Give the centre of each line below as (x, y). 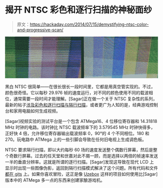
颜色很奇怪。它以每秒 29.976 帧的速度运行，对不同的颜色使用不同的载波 (77, 92)
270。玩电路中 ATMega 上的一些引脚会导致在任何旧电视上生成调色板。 (76, 139)
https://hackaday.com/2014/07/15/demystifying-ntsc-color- (89, 24)
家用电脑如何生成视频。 (37, 111)
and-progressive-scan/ (40, 30)
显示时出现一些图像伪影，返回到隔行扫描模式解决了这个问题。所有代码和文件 (81, 168)
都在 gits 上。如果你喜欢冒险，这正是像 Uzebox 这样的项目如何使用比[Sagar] (81, 174)
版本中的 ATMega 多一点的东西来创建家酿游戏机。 (55, 180)
